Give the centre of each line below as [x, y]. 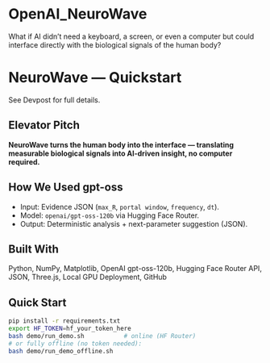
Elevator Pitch [44, 125]
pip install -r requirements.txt [64, 321]
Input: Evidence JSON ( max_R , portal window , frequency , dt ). [120, 207]
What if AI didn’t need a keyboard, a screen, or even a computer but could [131, 36]
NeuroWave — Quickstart [95, 78]
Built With [33, 249]
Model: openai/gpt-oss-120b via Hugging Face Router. [110, 215]
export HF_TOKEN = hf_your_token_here [70, 328]
